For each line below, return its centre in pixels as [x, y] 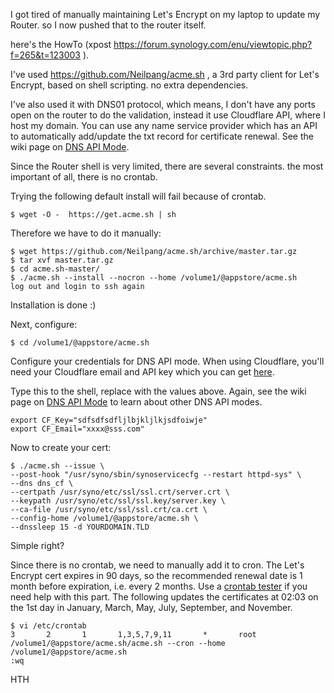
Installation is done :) [53, 305]
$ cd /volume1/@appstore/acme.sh [80, 343]
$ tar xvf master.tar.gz [62, 260]
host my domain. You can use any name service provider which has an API [164, 125]
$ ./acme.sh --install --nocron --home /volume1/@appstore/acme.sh [154, 278]
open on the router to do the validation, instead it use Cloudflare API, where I [168, 115]
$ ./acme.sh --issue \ [57, 466]
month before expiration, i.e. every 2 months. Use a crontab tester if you [159, 586]
